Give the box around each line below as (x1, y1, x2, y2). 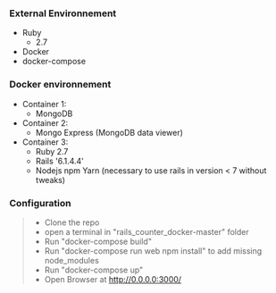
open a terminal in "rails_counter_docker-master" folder (44, 226, 250, 237)
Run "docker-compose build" (44, 236, 152, 247)
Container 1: (21, 98, 67, 109)
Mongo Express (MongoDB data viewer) (35, 127, 183, 138)
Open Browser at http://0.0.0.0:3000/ (44, 273, 181, 284)
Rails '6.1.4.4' (35, 155, 85, 166)
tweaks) (35, 174, 65, 185)
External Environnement (9, 7, 117, 20)
